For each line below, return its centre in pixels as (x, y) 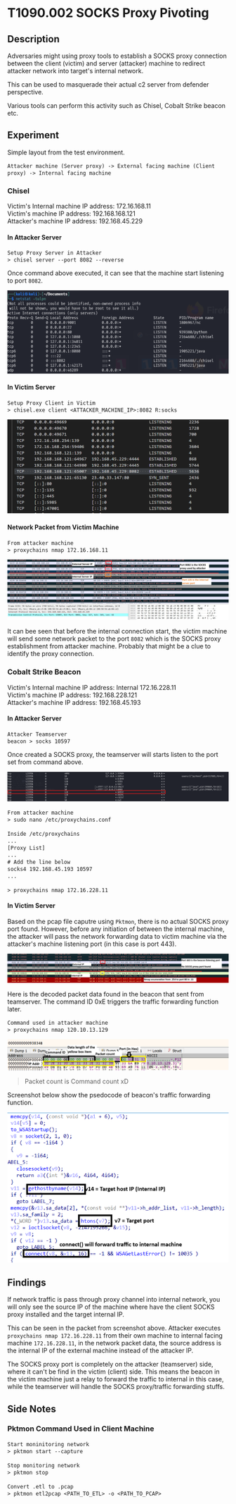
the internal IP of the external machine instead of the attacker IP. (100, 1350)
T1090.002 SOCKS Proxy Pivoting (108, 13)
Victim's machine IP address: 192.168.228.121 (72, 695)
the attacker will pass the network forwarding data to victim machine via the (117, 937)
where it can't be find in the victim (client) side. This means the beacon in (113, 1372)
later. (15, 1009)
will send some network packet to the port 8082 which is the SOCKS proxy (114, 639)
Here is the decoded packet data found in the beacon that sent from (106, 994)
